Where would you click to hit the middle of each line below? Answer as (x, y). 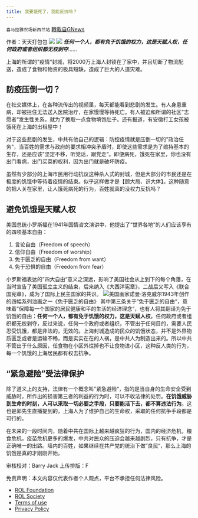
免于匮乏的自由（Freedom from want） (62, 259)
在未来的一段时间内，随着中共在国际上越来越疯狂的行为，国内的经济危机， (96, 431)
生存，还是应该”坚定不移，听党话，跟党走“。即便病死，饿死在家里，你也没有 (99, 154)
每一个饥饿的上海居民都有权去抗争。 (50, 353)
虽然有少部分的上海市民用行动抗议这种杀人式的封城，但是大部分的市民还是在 (99, 174)
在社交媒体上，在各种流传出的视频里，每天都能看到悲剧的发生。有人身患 (94, 105)
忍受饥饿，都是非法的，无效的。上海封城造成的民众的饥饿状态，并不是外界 (96, 331)
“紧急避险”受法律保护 (45, 374)
